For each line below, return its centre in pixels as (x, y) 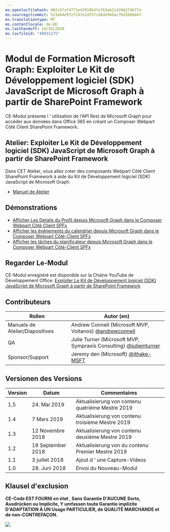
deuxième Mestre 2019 (104, 437)
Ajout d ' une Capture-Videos (111, 460)
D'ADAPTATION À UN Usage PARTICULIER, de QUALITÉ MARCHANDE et (82, 509)
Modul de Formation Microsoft (70, 59)
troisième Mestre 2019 (103, 422)
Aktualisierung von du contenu (112, 445)
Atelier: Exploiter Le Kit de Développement (74, 143)
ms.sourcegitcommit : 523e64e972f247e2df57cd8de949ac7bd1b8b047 (73, 15)
